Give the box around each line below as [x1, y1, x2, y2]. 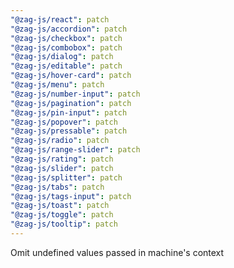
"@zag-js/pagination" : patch [10, 98, 132, 108]
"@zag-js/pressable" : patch [10, 126, 128, 136]
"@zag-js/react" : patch [10, 14, 110, 25]
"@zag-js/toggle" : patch [10, 210, 114, 220]
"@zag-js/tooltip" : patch [10, 219, 118, 230]
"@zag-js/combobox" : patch [10, 42, 123, 53]
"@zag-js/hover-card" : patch [10, 71, 132, 81]
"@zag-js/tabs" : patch [10, 182, 105, 192]
